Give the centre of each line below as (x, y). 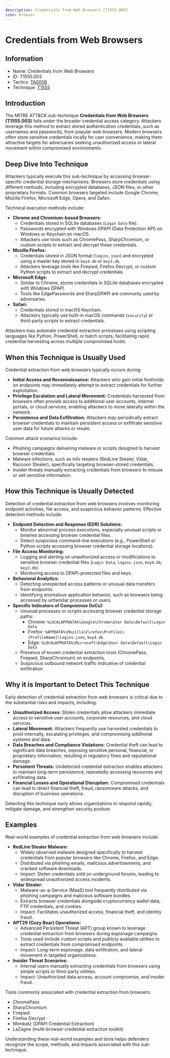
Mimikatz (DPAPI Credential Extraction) (54, 1024)
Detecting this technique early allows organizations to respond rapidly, (79, 803)
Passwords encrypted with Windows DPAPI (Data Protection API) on (91, 229)
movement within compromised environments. (54, 148)
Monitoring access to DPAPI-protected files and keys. (76, 573)
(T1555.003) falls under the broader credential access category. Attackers (83, 121)
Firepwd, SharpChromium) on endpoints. (63, 658)
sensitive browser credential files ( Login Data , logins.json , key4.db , (91, 562)
